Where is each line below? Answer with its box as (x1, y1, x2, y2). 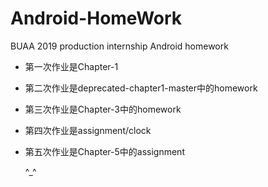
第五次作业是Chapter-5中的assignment (24, 145, 185, 157)
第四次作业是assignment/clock (24, 124, 152, 136)
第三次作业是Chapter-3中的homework (24, 103, 182, 115)
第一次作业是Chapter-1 (24, 60, 119, 72)
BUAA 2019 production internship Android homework (10, 40, 229, 52)
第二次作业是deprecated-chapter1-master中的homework (24, 82, 258, 94)
